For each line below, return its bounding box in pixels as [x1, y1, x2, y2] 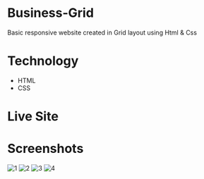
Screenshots [7, 141, 84, 156]
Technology [7, 53, 79, 69]
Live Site [7, 109, 59, 125]
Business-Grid [7, 5, 94, 21]
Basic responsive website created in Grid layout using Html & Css [7, 28, 198, 37]
